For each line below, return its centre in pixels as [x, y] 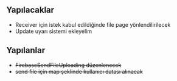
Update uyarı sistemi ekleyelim [54, 31]
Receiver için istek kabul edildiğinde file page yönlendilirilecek [93, 24]
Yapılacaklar [30, 10]
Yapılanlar [26, 50]
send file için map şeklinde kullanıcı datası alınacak [79, 71]
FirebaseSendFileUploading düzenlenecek [68, 65]
